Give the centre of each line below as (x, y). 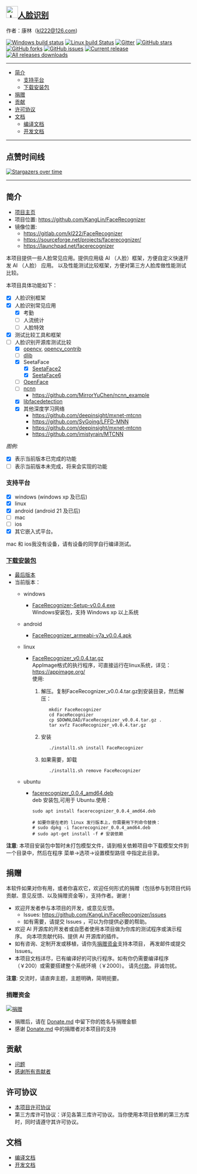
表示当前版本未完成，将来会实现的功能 (61, 466)
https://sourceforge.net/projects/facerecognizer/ (82, 240)
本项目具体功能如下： (32, 285)
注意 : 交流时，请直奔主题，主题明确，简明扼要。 (64, 978)
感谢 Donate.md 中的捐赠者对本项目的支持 (65, 1029)
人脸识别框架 (30, 298)
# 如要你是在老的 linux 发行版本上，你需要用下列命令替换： (96, 822)
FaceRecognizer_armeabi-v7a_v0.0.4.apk (82, 635)
